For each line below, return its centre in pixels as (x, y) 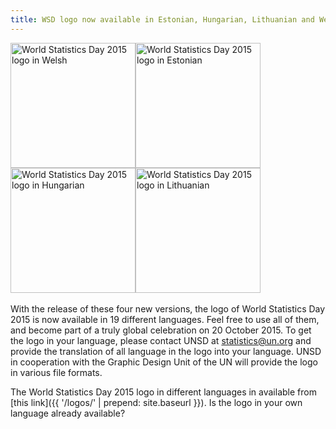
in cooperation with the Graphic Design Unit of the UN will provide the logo (164, 362)
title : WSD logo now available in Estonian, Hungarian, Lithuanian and (162, 19)
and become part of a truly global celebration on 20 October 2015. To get (161, 330)
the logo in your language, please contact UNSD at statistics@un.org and (161, 340)
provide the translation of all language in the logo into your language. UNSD (166, 351)
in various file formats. (56, 372)
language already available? (68, 413)
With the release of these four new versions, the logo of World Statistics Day (168, 308)
